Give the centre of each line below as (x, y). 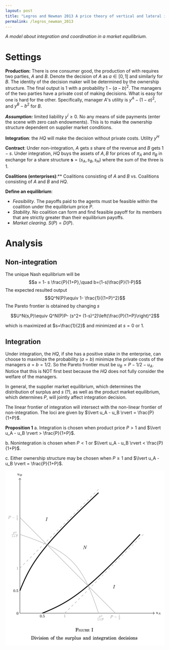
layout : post (19, 11)
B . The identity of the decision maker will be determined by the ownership (82, 82)
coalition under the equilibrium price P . (53, 207)
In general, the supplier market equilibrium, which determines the (73, 386)
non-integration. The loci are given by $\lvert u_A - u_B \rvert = (71, 412)
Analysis (24, 243)
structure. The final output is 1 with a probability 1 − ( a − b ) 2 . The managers (83, 88)
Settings (23, 57)
